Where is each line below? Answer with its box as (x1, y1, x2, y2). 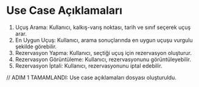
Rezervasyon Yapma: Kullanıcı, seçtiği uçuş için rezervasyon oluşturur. (15, 49, 192, 56)
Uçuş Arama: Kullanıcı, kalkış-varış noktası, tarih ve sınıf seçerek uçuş (15, 24, 191, 31)
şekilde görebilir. (15, 43, 57, 50)
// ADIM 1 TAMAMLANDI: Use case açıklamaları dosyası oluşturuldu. (6, 74, 176, 81)
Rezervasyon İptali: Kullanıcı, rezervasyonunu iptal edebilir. (15, 62, 162, 69)
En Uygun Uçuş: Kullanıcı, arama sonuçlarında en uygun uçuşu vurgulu (15, 36, 193, 43)
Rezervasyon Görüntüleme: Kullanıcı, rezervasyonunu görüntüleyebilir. (15, 56, 192, 63)
